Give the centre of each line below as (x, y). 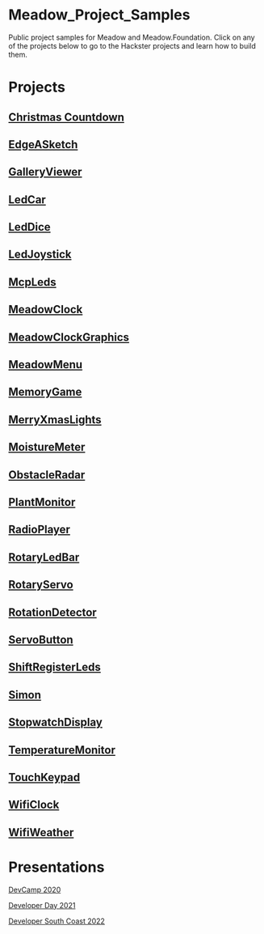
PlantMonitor (42, 502)
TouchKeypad (44, 777)
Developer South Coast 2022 (57, 921)
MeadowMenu (46, 365)
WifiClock (34, 805)
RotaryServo (41, 585)
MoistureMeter (47, 447)
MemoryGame (45, 392)
